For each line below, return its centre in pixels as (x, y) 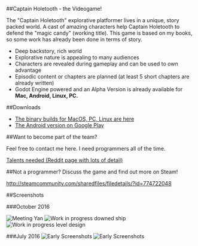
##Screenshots (25, 195)
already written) (34, 83)
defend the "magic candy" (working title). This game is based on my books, (99, 33)
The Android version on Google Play (60, 125)
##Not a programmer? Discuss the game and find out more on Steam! (92, 172)
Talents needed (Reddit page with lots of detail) (65, 160)
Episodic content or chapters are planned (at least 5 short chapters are (102, 76)
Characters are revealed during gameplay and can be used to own (96, 64)
